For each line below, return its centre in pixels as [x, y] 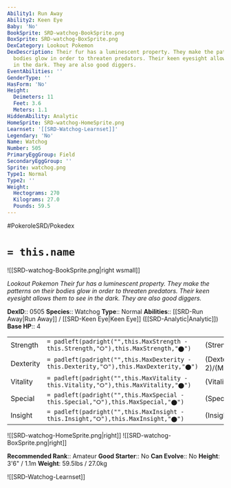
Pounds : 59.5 [32, 206]
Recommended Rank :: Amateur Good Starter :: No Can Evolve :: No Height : [113, 456]
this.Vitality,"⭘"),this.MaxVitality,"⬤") [119, 385]
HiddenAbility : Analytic [43, 116]
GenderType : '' [29, 78]
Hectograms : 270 [36, 193]
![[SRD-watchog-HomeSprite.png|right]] [64, 435]
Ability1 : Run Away [35, 13]
